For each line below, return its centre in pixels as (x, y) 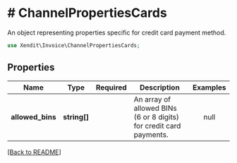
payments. (151, 134)
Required (111, 87)
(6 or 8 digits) (157, 116)
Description (160, 87)
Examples (209, 87)
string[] (76, 116)
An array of (152, 99)
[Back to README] (34, 152)
